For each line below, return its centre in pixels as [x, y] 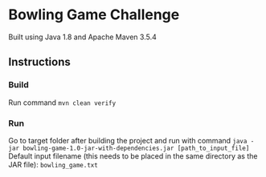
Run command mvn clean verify [62, 103]
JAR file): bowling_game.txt [53, 164]
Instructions [39, 62]
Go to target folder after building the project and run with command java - [131, 140]
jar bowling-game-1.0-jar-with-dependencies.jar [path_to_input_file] [129, 148]
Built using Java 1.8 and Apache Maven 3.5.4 [82, 37]
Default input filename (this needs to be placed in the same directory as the [133, 156]
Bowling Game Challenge [94, 15]
